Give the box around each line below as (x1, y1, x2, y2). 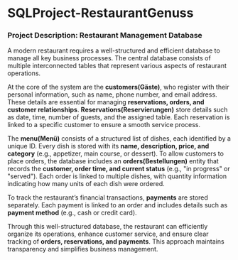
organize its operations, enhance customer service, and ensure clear (7, 229, 209, 239)
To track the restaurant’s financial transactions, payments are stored (7, 193, 208, 202)
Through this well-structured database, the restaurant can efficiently (7, 222, 208, 231)
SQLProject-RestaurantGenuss (7, 5, 194, 21)
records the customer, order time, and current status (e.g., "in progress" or (7, 165, 231, 173)
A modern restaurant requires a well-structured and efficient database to (7, 46, 220, 55)
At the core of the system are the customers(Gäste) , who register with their (7, 83, 229, 92)
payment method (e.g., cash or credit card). (7, 208, 137, 217)
